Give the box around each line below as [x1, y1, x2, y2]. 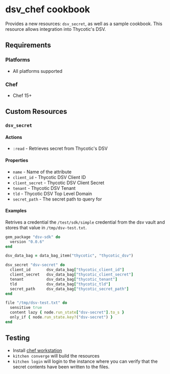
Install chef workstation [12, 347, 62, 353]
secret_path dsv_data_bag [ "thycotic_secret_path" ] [10, 286, 129, 291]
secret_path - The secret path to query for [12, 196, 102, 202]
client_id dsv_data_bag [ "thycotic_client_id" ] [10, 267, 125, 272]
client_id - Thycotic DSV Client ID [12, 174, 86, 180]
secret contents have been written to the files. [12, 363, 110, 370]
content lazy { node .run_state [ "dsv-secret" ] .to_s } [10, 310, 125, 315]
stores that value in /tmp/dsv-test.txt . [5, 224, 87, 230]
